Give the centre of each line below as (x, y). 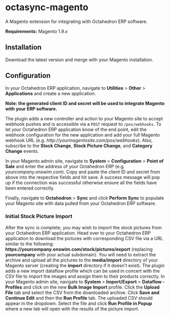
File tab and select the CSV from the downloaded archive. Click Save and (82, 293)
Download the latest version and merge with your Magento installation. (79, 60)
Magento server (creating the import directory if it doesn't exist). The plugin (85, 265)
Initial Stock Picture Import (39, 217)
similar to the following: (30, 244)
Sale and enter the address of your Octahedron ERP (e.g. (65, 166)
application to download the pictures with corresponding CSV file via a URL (84, 238)
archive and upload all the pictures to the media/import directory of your (82, 260)
